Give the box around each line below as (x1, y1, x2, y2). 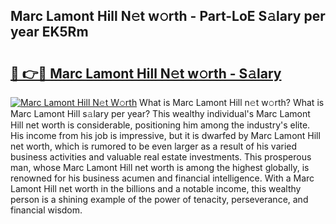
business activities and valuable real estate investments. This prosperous (10, 151, 312, 163)
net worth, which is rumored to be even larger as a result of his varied (10, 140, 298, 152)
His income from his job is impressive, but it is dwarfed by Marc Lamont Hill (10, 130, 321, 141)
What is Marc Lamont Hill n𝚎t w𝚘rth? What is (139, 97, 325, 108)
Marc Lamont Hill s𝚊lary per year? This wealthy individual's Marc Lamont (10, 108, 311, 119)
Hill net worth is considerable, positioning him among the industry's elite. (10, 119, 311, 131)
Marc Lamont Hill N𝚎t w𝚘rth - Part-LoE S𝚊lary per (10, 8, 326, 25)
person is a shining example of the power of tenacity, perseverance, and (10, 194, 309, 205)
